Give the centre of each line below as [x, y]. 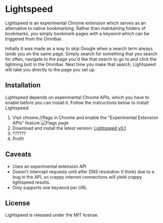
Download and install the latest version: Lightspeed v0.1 [69, 128]
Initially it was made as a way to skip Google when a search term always [79, 48]
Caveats [18, 155]
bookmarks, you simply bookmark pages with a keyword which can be [77, 33]
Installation [23, 85]
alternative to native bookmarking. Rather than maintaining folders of [76, 28]
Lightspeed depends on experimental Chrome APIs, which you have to [77, 97]
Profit [18, 138]
